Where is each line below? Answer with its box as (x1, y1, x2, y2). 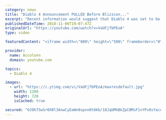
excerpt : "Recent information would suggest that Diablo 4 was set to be (5, 16, 161, 21)
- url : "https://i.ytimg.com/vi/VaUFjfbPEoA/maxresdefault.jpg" (9, 85, 145, 90)
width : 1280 (14, 89, 39, 94)
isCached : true (14, 98, 45, 103)
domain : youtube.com (9, 58, 52, 62)
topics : (5, 66, 21, 71)
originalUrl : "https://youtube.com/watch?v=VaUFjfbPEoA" (5, 26, 125, 31)
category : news (5, 7, 37, 12)
